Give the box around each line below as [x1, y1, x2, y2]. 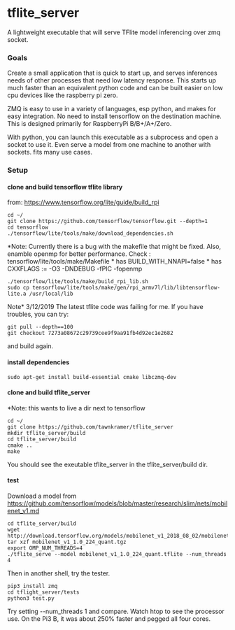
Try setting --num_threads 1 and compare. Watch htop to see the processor [7, 607, 225, 615]
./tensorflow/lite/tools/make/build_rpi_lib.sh [7, 278, 149, 285]
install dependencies [7, 358, 70, 366]
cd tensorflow [7, 224, 49, 231]
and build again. [7, 342, 54, 350]
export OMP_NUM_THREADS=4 [7, 544, 83, 552]
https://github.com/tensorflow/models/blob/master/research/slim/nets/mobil [7, 499, 228, 508]
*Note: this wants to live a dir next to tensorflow [7, 403, 145, 412]
